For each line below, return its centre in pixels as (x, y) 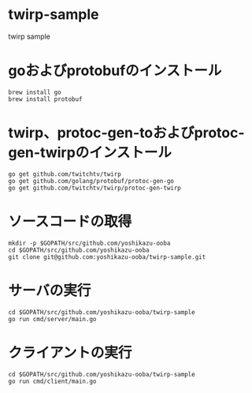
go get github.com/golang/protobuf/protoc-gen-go (91, 181)
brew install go (35, 92)
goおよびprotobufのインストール (115, 71)
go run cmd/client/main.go (52, 381)
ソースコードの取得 (70, 222)
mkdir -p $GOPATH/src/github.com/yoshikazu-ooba (89, 243)
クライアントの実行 (70, 352)
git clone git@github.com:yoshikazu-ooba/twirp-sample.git (107, 257)
